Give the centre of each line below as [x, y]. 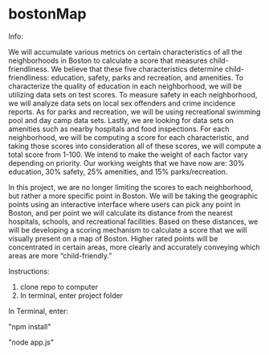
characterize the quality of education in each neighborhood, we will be [125, 86]
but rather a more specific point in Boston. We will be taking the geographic [133, 196]
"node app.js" [31, 342]
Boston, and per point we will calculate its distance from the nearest [120, 213]
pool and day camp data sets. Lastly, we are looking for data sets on [121, 120]
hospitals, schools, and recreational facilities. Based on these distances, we [133, 221]
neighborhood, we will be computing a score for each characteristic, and [128, 137]
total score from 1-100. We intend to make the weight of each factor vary [128, 155]
